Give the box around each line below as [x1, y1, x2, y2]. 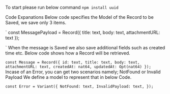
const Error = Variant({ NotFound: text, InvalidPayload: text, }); [5, 84, 154, 89]
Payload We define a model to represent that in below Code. [5, 74, 132, 80]
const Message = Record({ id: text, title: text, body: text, [5, 60, 140, 65]
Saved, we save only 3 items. [5, 20, 67, 25]
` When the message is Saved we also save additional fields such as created [5, 45, 165, 50]
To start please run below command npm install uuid [5, 5, 119, 10]
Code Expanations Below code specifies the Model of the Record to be [5, 14, 154, 20]
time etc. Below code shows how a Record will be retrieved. [5, 50, 131, 56]
